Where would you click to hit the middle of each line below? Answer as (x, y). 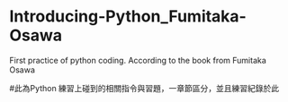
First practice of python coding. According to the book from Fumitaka (138, 60)
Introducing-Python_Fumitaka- (128, 17)
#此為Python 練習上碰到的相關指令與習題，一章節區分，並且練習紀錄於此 (144, 88)
